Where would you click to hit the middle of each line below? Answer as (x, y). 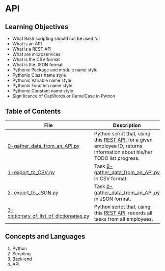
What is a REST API (32, 49)
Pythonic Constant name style (43, 91)
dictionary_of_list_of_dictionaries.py (49, 216)
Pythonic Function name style (42, 86)
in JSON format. (112, 199)
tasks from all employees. (124, 219)
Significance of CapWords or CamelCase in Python (64, 96)
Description (127, 125)
